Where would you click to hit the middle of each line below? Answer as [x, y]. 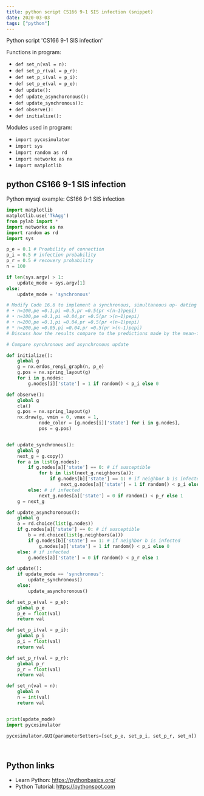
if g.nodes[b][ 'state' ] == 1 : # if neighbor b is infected [104, 541]
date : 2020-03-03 [28, 18]
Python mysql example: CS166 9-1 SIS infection [66, 199]
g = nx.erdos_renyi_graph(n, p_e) [61, 367]
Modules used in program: [39, 128]
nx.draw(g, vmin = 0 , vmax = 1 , [58, 417]
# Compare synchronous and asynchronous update [68, 344]
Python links [30, 765]
